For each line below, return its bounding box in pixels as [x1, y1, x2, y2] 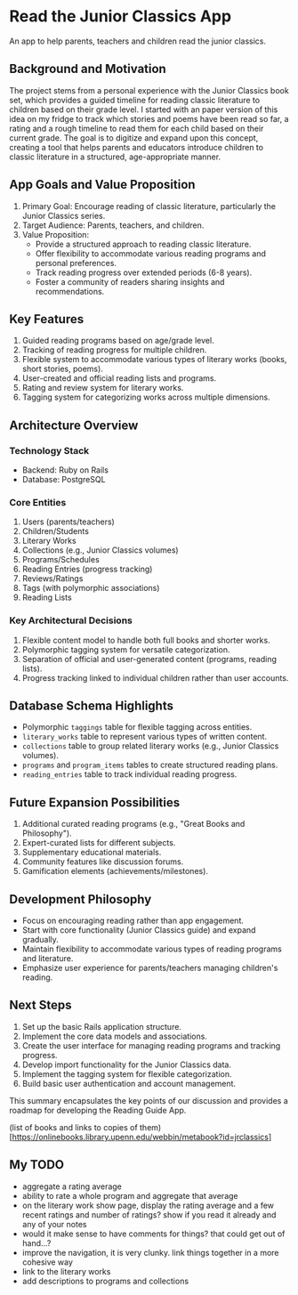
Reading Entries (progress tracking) [21, 563, 153, 575]
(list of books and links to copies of [9, 1121, 138, 1132]
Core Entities [9, 496, 67, 508]
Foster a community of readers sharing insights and [35, 276, 225, 287]
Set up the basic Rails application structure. [21, 1021, 182, 1032]
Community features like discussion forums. [21, 856, 184, 867]
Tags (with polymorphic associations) [21, 583, 160, 594]
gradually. [21, 935, 60, 945]
